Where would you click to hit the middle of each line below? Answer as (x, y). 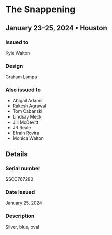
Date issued (20, 192)
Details (16, 154)
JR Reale (22, 128)
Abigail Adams (27, 101)
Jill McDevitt (25, 122)
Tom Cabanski (27, 111)
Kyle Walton (18, 53)
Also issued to (23, 90)
